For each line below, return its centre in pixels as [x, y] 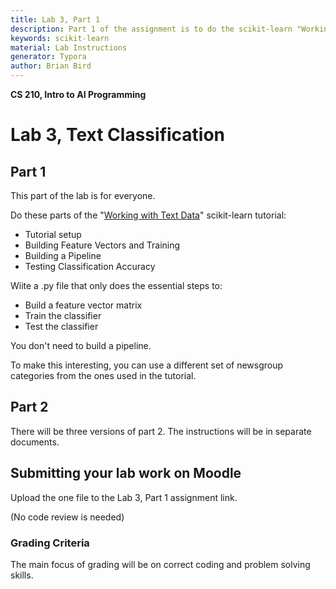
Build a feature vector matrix [83, 305]
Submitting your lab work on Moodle [126, 473]
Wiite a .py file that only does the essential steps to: [116, 285]
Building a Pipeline [63, 255]
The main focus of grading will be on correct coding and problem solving [160, 564]
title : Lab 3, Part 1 [55, 19]
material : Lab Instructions [69, 47]
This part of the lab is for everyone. [83, 195]
